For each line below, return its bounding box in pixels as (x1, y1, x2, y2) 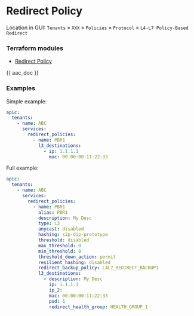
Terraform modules (6, 44, 64, 52)
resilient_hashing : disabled (38, 259, 111, 265)
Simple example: (6, 97, 47, 105)
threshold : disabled (38, 237, 90, 243)
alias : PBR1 (38, 209, 68, 216)
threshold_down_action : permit (38, 254, 116, 260)
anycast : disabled (38, 226, 84, 232)
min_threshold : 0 (38, 248, 82, 254)
